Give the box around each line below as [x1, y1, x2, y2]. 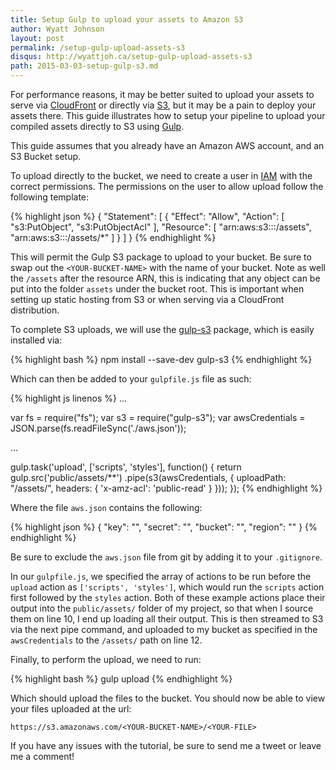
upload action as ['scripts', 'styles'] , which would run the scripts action [10, 581, 325, 593]
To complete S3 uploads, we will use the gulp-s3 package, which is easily [10, 324, 315, 335]
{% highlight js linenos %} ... [10, 392, 128, 404]
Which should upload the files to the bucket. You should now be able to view [10, 692, 326, 704]
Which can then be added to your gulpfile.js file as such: [10, 373, 252, 385]
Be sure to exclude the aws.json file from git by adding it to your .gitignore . [10, 551, 323, 563]
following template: [10, 191, 90, 203]
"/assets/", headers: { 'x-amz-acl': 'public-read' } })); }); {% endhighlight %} [10, 482, 323, 494]
